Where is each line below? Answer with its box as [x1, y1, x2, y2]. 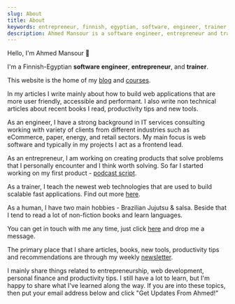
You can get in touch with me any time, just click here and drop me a [7, 225, 205, 233]
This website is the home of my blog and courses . [7, 76, 151, 85]
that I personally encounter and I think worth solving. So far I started [7, 162, 204, 170]
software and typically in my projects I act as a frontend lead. [7, 141, 183, 149]
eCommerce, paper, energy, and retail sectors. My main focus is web [7, 133, 206, 141]
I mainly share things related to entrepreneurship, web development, [7, 267, 204, 275]
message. [7, 232, 36, 240]
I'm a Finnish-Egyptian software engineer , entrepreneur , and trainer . [7, 62, 208, 71]
